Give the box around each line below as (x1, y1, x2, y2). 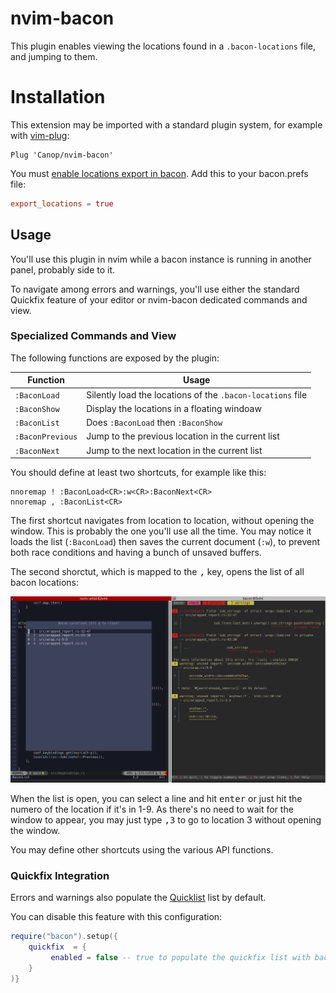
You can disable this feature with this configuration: (10, 911, 223, 923)
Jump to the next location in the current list (86, 444, 263, 456)
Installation (10, 86, 106, 109)
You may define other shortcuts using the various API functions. (10, 843, 274, 856)
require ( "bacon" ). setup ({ (10, 932, 118, 942)
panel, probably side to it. (10, 263, 116, 276)
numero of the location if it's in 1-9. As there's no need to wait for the (10, 803, 294, 815)
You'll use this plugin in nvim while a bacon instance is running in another (10, 253, 312, 265)
